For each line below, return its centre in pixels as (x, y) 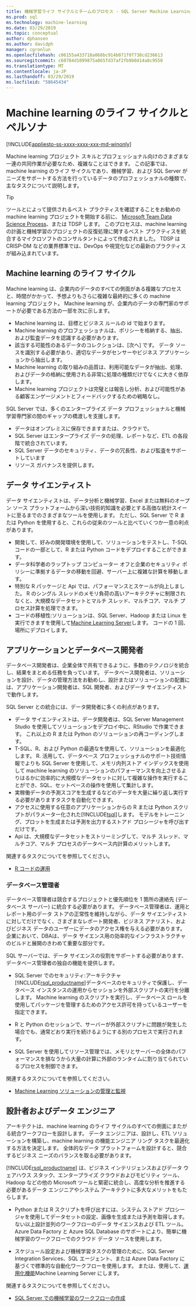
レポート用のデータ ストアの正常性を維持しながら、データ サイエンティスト (97, 914)
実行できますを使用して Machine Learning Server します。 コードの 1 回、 (101, 622)
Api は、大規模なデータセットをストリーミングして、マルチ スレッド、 (99, 836)
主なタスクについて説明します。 (44, 186)
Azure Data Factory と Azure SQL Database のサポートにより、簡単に (98, 1231)
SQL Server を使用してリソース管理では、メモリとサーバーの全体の (95, 1051)
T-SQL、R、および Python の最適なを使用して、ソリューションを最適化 (100, 749)
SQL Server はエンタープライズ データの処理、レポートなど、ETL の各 (99, 435)
